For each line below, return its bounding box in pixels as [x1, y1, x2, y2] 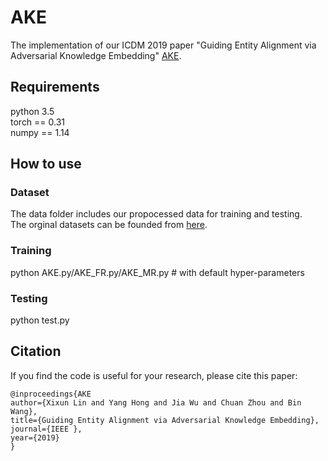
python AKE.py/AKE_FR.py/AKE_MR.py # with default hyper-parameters [10, 266, 305, 278]
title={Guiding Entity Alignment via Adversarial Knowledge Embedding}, [10, 415, 320, 425]
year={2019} [10, 432, 60, 443]
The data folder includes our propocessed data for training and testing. [10, 208, 303, 220]
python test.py [10, 314, 70, 326]
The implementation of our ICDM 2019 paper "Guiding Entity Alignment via [10, 39, 317, 51]
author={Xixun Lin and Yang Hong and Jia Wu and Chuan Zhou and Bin [10, 397, 302, 408]
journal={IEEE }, [10, 424, 83, 434]
